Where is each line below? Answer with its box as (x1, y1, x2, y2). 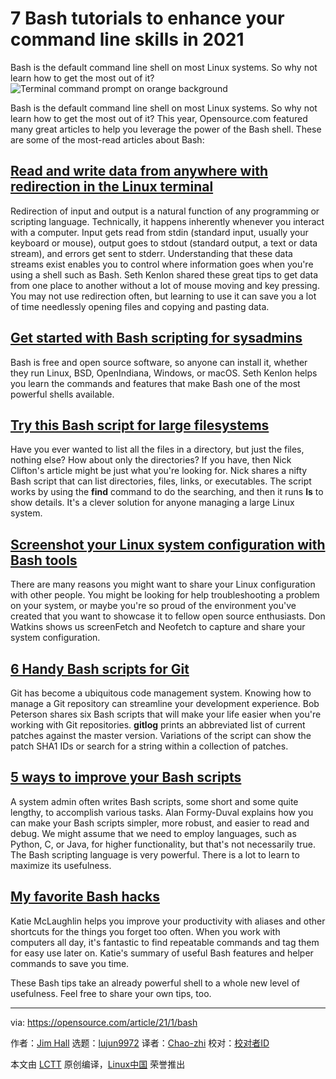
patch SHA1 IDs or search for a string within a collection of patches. (10, 740, 289, 752)
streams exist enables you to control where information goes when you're (10, 258, 314, 270)
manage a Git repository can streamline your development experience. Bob (10, 698, 320, 709)
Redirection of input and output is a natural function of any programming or (10, 205, 320, 217)
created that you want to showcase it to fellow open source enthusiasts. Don (10, 610, 326, 622)
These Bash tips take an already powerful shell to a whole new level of (10, 977, 301, 989)
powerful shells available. (10, 388, 115, 400)
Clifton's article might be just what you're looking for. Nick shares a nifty (10, 465, 308, 477)
